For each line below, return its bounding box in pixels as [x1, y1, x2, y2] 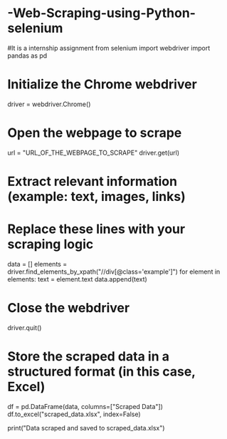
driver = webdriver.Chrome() [7, 100, 91, 108]
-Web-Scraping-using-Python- [7, 5, 196, 21]
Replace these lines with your [7, 221, 186, 237]
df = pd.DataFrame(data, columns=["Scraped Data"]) [7, 402, 164, 410]
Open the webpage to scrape [7, 125, 182, 141]
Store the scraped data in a [7, 348, 169, 365]
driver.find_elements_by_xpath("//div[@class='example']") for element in [7, 267, 221, 276]
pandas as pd [7, 51, 48, 60]
